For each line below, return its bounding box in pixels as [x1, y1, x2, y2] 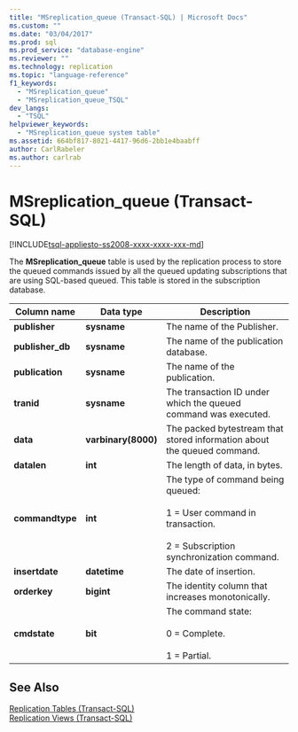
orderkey [13, 586, 53, 598]
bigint [85, 586, 111, 598]
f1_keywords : [9, 79, 58, 88]
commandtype [13, 512, 77, 525]
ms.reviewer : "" [9, 54, 69, 63]
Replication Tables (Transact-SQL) [9, 704, 135, 714]
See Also [9, 680, 59, 695]
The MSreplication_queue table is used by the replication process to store [9, 256, 282, 267]
